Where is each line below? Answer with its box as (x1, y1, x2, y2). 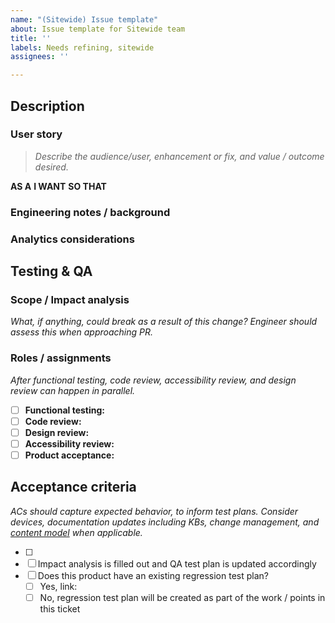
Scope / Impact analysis (10, 292, 130, 306)
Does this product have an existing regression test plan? (37, 569, 269, 581)
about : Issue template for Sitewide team (10, 24, 186, 34)
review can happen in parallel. (10, 384, 136, 396)
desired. (34, 161, 69, 173)
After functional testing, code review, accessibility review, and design (10, 374, 297, 386)
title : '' (10, 33, 52, 43)
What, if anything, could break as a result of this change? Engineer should (10, 316, 318, 328)
